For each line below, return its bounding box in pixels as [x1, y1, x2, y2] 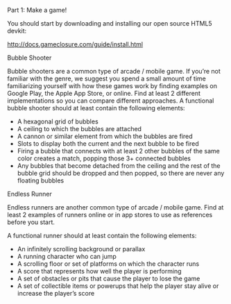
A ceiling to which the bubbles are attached [17, 125, 142, 133]
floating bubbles [17, 176, 65, 185]
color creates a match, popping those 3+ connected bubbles [17, 154, 191, 162]
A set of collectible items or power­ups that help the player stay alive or [17, 282, 219, 290]
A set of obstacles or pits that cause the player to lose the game [17, 274, 200, 282]
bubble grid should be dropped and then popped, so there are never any [17, 169, 225, 177]
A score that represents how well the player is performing [17, 267, 182, 275]
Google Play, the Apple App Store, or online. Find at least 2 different [7, 90, 201, 97]
